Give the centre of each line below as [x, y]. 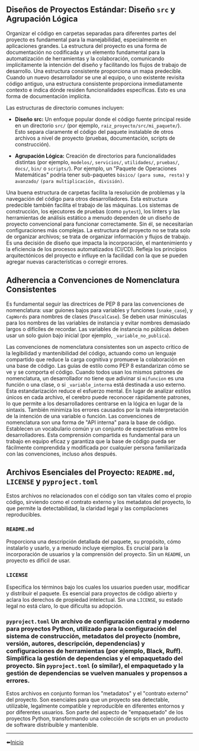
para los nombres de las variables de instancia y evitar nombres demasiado [98, 323]
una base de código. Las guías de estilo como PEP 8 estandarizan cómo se [98, 365]
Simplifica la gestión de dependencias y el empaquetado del [95, 658]
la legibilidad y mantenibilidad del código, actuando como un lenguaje [91, 353]
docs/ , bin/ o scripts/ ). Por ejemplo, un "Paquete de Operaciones [95, 168]
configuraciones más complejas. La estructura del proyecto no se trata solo [98, 230]
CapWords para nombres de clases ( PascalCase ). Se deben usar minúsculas [97, 316]
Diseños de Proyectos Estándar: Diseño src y [91, 10]
